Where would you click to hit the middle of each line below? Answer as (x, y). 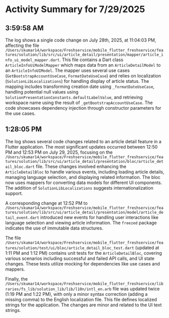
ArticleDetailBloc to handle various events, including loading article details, (85, 172)
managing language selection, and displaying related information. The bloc (83, 177)
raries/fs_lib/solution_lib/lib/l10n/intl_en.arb (59, 289)
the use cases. (20, 113)
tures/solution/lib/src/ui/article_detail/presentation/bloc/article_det (84, 161)
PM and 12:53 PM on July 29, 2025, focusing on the (59, 152)
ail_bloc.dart (20, 167)
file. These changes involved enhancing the (81, 166)
